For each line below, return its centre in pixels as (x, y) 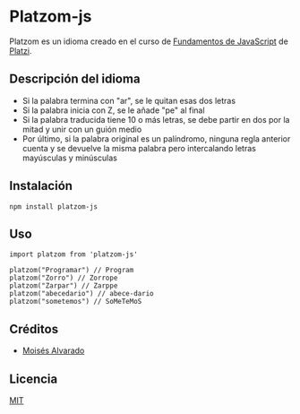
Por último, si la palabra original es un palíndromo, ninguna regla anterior (156, 138)
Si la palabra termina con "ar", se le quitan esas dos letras (129, 100)
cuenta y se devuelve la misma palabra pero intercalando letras (139, 148)
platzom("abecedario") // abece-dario (81, 294)
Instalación (41, 186)
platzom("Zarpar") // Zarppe (64, 286)
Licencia (34, 379)
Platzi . (21, 50)
